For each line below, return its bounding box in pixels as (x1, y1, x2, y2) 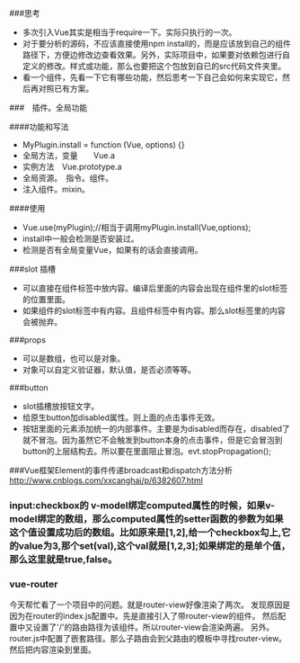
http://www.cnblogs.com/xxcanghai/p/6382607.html (9, 475, 204, 486)
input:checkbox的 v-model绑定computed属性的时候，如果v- (9, 498, 276, 511)
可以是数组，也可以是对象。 (22, 354, 126, 363)
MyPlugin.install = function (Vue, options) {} (22, 139, 186, 150)
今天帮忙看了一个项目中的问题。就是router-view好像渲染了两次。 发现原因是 (9, 599, 291, 610)
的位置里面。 (22, 294, 70, 304)
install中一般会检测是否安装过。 (22, 233, 139, 244)
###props (9, 335, 47, 345)
